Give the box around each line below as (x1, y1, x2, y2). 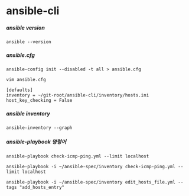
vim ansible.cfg (6, 77, 46, 83)
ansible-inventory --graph (6, 125, 73, 131)
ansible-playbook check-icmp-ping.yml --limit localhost (6, 153, 149, 159)
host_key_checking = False (6, 98, 73, 104)
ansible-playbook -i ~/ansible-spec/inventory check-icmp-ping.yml (6, 164, 176, 170)
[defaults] (6, 87, 33, 93)
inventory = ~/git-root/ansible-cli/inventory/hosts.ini (6, 92, 149, 98)
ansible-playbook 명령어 (6, 138, 67, 145)
